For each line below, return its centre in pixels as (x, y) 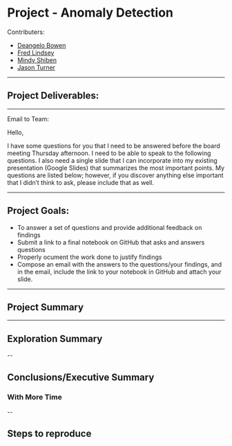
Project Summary (46, 307)
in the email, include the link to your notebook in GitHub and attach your (119, 271)
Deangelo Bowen (41, 45)
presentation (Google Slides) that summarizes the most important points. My (116, 168)
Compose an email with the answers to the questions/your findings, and (119, 264)
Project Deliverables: (53, 96)
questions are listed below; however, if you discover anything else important (115, 175)
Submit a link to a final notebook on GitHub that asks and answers (111, 242)
